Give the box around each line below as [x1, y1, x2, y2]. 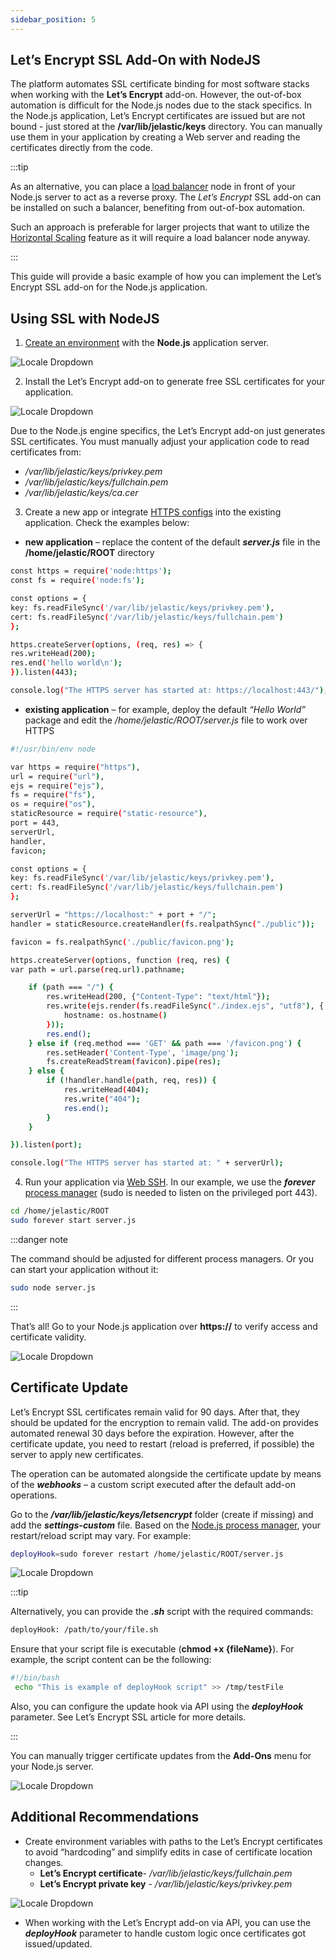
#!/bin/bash [10, 1673, 60, 1683]
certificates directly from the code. [10, 142, 154, 154]
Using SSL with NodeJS [10, 310, 160, 327]
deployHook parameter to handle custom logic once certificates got [24, 1927, 307, 1939]
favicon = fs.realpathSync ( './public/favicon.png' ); [10, 937, 235, 947]
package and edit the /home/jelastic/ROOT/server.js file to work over [24, 714, 308, 726]
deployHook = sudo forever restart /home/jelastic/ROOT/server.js [10, 1549, 284, 1559]
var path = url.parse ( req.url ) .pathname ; [10, 964, 186, 975]
